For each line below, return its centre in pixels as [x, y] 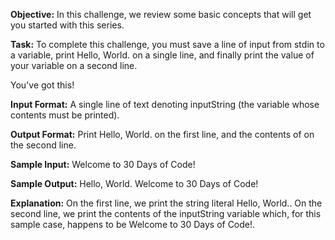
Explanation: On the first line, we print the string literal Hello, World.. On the [166, 203]
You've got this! [42, 85]
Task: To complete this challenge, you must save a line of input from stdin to [167, 44]
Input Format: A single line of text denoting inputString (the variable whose [165, 104]
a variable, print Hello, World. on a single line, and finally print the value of [162, 55]
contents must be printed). [65, 115]
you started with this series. [67, 25]
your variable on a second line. [74, 65]
